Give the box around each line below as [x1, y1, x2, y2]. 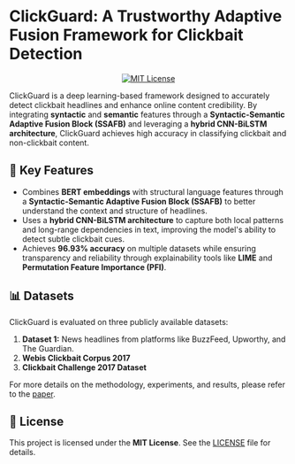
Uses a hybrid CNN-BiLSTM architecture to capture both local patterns [21, 214, 284, 225]
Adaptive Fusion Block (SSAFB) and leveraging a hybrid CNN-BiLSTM [9, 118, 268, 129]
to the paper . [9, 388, 56, 399]
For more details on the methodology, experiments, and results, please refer [9, 379, 285, 390]
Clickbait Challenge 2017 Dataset [21, 361, 147, 373]
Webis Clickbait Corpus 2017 [21, 352, 131, 363]
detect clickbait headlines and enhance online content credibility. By [9, 99, 258, 110]
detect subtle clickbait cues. [21, 233, 125, 244]
